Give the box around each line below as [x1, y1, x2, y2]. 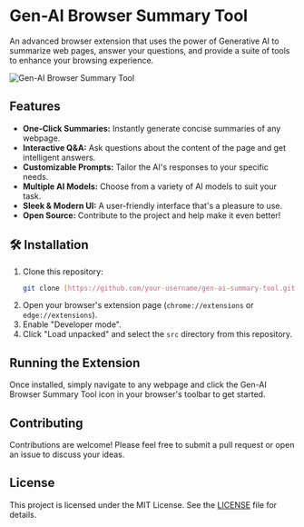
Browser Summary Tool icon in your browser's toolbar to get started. [9, 389, 266, 400]
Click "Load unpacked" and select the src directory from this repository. [22, 329, 293, 340]
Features [9, 99, 61, 114]
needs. [22, 171, 49, 182]
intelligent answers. [22, 152, 96, 163]
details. [9, 509, 37, 520]
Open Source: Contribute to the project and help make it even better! [22, 210, 281, 221]
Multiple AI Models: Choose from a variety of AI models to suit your [22, 181, 278, 192]
